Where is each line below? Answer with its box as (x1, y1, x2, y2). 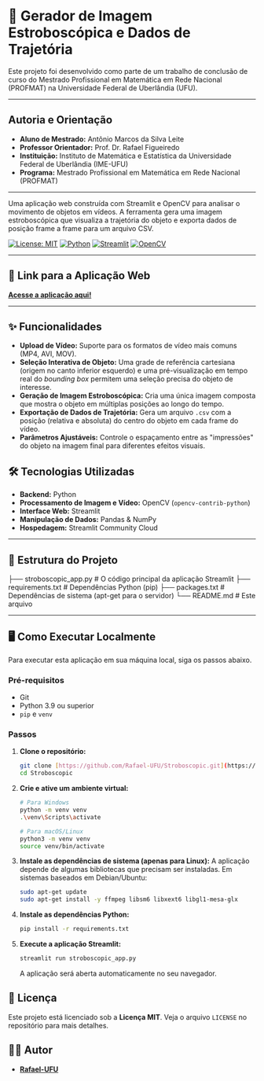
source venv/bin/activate (19, 842, 104, 850)
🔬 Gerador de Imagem (8, 7, 153, 25)
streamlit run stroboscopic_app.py (19, 954, 137, 962)
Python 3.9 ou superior (19, 701, 94, 711)
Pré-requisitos (8, 675, 64, 686)
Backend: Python (19, 490, 77, 499)
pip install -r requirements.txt (19, 925, 130, 933)
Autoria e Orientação (8, 113, 112, 127)
